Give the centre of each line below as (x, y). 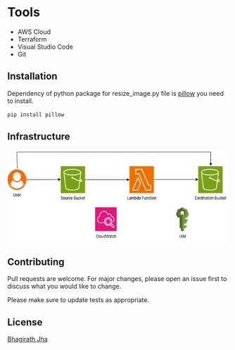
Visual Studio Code (45, 46)
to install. (20, 101)
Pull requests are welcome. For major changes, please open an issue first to (117, 279)
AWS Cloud (34, 32)
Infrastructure (39, 137)
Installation (32, 76)
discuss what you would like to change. (64, 287)
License (25, 322)
